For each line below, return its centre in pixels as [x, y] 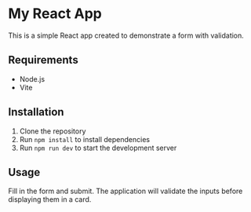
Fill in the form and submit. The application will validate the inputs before [125, 191]
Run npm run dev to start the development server [98, 148]
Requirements [43, 60]
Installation [36, 112]
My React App [55, 14]
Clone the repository [53, 131]
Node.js [32, 79]
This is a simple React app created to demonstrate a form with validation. [126, 35]
